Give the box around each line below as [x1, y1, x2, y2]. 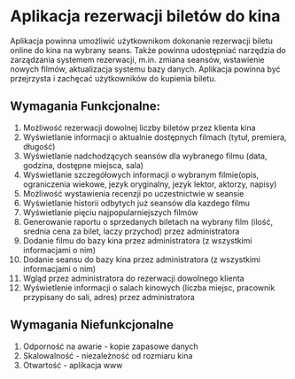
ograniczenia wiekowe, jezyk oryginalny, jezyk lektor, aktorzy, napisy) [22, 179, 277, 189]
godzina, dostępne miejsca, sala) [22, 159, 144, 170]
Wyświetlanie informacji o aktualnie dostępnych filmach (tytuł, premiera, [22, 131, 287, 143]
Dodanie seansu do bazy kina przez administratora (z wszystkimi [22, 254, 260, 265]
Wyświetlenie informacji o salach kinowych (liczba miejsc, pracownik [22, 282, 276, 293]
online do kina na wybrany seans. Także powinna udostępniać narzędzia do [10, 44, 286, 55]
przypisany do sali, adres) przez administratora [22, 291, 196, 302]
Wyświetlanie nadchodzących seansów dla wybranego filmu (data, [22, 151, 268, 161]
